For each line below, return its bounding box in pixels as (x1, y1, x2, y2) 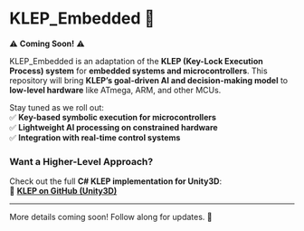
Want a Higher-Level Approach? (9, 155, 154, 168)
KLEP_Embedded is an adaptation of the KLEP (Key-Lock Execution (9, 55, 264, 66)
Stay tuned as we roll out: (9, 101, 104, 112)
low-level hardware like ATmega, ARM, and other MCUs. (9, 84, 222, 95)
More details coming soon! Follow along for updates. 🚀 (9, 212, 213, 223)
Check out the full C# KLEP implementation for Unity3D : (9, 176, 223, 187)
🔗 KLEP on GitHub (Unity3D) (9, 186, 118, 197)
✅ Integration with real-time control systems (9, 131, 181, 143)
